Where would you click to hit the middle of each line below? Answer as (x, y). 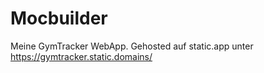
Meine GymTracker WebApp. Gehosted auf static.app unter (132, 46)
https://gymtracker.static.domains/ (81, 56)
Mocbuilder (59, 18)
